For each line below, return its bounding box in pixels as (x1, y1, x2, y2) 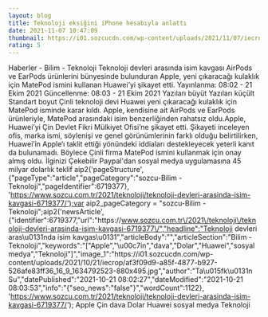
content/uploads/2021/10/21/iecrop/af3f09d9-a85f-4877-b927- (8, 258, 218, 268)
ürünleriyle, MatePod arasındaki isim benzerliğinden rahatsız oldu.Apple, (8, 114, 246, 123)
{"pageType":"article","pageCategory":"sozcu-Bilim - (8, 173, 183, 183)
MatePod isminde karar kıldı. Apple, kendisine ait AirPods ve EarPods (8, 105, 235, 115)
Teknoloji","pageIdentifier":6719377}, (8, 182, 130, 191)
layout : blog (8, 11, 52, 20)
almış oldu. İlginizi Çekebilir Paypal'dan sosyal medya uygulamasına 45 (8, 156, 242, 166)
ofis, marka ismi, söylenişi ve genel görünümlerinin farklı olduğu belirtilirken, (8, 131, 258, 140)
